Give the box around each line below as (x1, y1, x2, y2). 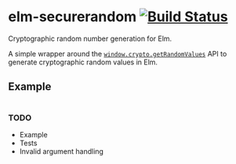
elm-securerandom (8, 8, 137, 26)
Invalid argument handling (19, 147, 104, 156)
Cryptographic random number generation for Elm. (8, 34, 172, 43)
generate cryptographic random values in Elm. (8, 57, 158, 67)
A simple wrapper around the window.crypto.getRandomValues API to (8, 49, 227, 58)
